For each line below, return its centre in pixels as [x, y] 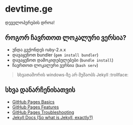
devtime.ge [29, 9]
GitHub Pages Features [35, 107]
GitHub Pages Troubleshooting [43, 112]
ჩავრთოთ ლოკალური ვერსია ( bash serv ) [55, 65]
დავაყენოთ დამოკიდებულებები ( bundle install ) [63, 60]
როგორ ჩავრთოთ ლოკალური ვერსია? [66, 38]
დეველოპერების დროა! [30, 22]
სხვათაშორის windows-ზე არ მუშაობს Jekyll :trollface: [73, 75]
